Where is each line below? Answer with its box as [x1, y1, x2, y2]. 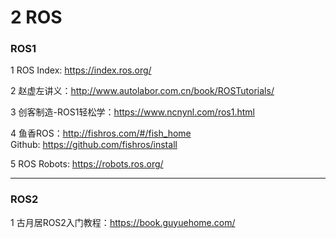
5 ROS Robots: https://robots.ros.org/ [10, 158, 164, 170]
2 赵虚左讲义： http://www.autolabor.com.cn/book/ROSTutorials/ [10, 85, 275, 97]
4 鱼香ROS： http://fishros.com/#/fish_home [10, 127, 192, 140]
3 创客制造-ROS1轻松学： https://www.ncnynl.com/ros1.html [10, 106, 255, 118]
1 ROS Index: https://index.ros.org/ [10, 64, 152, 76]
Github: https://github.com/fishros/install [10, 139, 178, 151]
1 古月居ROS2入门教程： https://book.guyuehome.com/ [10, 216, 236, 228]
